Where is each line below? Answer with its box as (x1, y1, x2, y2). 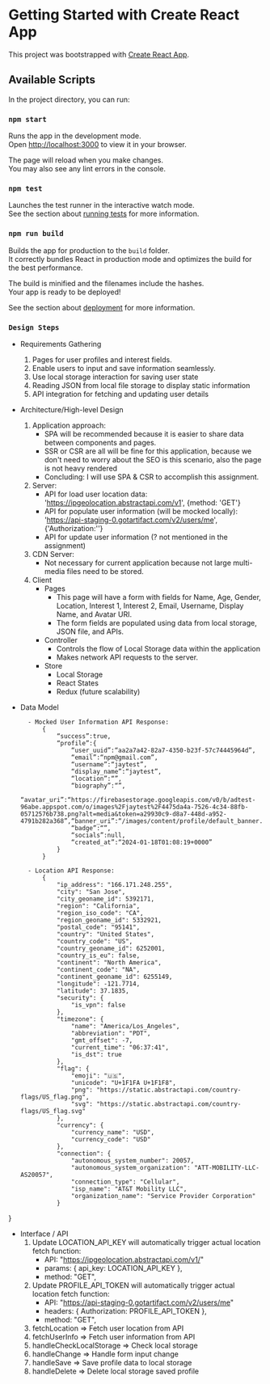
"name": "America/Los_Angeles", (71, 1022, 180, 1030)
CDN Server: (32, 549, 75, 559)
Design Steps (8, 323, 60, 332)
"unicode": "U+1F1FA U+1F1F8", (71, 1078, 176, 1087)
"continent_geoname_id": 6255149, (56, 973, 173, 981)
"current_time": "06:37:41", (71, 1043, 170, 1052)
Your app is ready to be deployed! (8, 287, 121, 297)
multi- (233, 558, 253, 568)
